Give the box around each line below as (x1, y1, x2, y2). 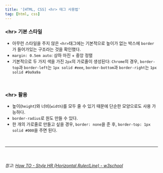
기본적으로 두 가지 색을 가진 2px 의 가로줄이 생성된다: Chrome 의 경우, (12, 58, 139, 64)
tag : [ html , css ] (5, 12, 40, 16)
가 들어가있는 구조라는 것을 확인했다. (12, 46, 81, 52)
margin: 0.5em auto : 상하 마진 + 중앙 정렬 (12, 52, 93, 58)
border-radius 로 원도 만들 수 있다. (12, 115, 78, 121)
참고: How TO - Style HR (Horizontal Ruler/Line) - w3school (5, 162, 123, 168)
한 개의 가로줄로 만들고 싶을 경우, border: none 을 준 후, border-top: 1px (12, 121, 151, 127)
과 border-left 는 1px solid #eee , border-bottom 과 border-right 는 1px (18, 64, 157, 70)
